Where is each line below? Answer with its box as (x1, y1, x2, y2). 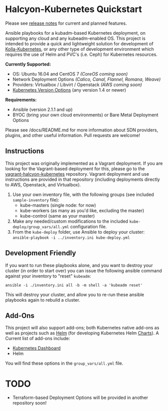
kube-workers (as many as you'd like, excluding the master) (20, 208, 144, 214)
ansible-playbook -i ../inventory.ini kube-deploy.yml (12, 235, 130, 240)
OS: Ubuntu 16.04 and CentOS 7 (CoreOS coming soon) (12, 71, 128, 77)
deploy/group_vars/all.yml (12, 224, 69, 230)
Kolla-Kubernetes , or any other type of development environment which (5, 46, 154, 52)
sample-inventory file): (12, 196, 59, 202)
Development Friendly (5, 249, 76, 257)
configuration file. (70, 223, 107, 230)
